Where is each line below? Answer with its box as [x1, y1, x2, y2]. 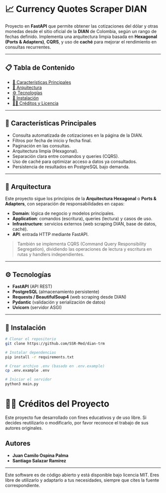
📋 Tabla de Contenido [5, 64, 75, 72]
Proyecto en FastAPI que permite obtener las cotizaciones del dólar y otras [5, 23, 158, 29]
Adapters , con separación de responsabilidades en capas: [5, 201, 124, 207]
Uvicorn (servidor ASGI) [12, 304, 62, 310]
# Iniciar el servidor [5, 377, 52, 382]
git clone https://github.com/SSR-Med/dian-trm [5, 341, 105, 346]
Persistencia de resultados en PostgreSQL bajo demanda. [12, 163, 130, 170]
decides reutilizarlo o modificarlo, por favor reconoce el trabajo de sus [5, 419, 149, 425]
